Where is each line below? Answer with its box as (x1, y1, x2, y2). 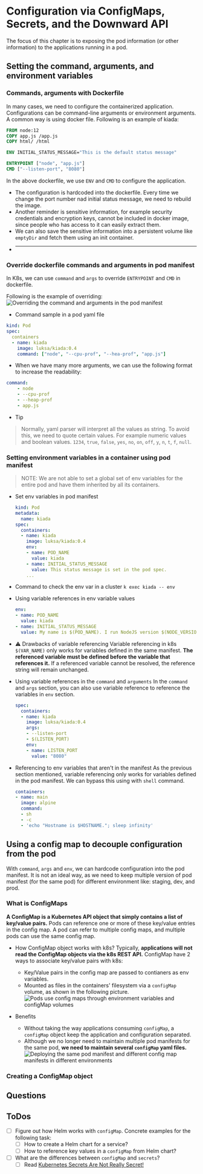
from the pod (6, 849, 56, 859)
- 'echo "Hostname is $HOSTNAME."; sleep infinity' (21, 822, 153, 828)
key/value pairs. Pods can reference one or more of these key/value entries (6, 919, 195, 927)
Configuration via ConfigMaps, (6, 4, 165, 18)
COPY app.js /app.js (6, 133, 59, 139)
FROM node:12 (6, 127, 39, 133)
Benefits (14, 1013, 36, 1020)
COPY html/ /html (6, 138, 50, 145)
